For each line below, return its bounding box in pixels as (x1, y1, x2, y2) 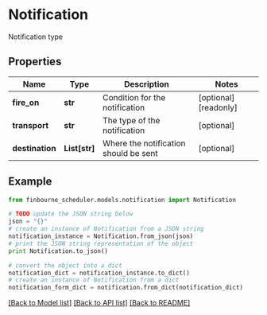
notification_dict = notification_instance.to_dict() (8, 269, 191, 277)
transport (12, 119, 49, 130)
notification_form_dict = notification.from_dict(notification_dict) (8, 284, 244, 292)
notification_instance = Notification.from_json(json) (8, 232, 194, 240)
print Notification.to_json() (8, 247, 109, 255)
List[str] (64, 142, 95, 154)
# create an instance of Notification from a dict (8, 276, 180, 284)
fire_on (12, 97, 40, 108)
